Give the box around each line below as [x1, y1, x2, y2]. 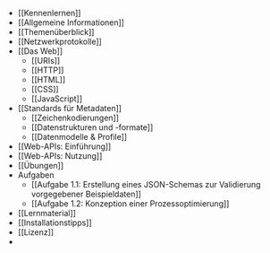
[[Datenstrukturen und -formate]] [30, 122, 154, 133]
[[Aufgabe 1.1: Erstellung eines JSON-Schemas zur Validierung [30, 179, 261, 189]
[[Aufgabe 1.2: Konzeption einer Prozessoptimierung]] [30, 198, 230, 209]
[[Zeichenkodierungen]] [30, 112, 119, 123]
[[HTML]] [30, 74, 66, 84]
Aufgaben [17, 170, 55, 180]
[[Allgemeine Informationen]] [17, 17, 125, 28]
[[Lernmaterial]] [17, 208, 76, 218]
